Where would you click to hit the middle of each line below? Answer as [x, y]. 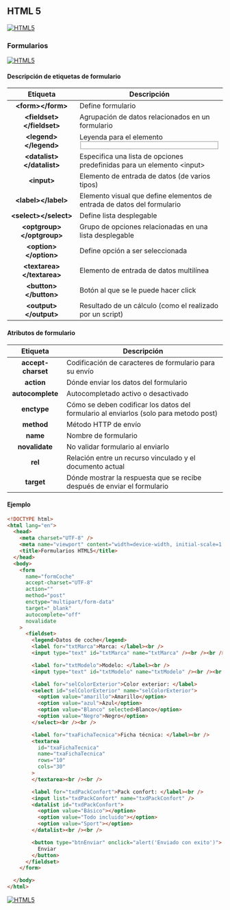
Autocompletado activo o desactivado [127, 393]
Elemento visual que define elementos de [146, 196]
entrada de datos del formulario [130, 205]
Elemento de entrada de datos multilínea [144, 270]
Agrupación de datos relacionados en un [145, 117]
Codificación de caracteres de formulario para [141, 362]
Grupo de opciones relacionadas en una [144, 227]
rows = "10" [52, 760]
